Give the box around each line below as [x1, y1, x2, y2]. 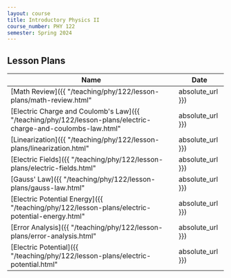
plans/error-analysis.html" [10, 231, 97, 241]
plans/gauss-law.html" [10, 183, 85, 193]
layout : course [7, 10, 51, 17]
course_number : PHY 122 [7, 23, 76, 30]
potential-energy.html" [10, 211, 85, 221]
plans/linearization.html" [10, 144, 89, 153]
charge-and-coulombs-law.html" [10, 124, 122, 133]
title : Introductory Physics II [7, 17, 100, 23]
